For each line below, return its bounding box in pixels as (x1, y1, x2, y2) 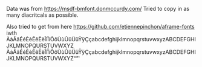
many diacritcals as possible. (6, 11, 79, 19)
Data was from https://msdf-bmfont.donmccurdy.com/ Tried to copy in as (6, 5, 189, 12)
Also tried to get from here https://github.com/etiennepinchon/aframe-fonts (6, 23, 195, 30)
